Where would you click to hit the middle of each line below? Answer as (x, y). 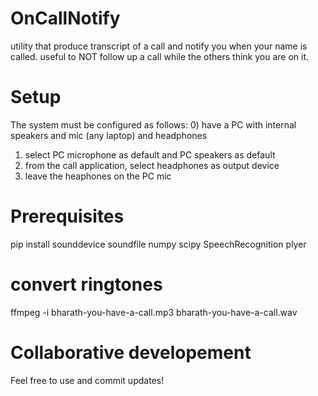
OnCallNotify (65, 18)
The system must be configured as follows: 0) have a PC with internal (153, 124)
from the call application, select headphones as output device (152, 165)
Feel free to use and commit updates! (87, 380)
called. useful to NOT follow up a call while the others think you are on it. (160, 56)
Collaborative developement (131, 352)
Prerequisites (67, 216)
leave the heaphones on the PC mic (98, 176)
